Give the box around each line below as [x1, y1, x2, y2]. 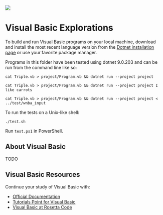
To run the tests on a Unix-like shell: [5, 109, 79, 115]
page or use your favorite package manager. [5, 49, 97, 55]
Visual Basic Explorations [5, 22, 114, 34]
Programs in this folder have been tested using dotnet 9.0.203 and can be [5, 59, 158, 65]
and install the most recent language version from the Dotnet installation [5, 44, 154, 50]
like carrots [5, 87, 33, 92]
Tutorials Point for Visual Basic [12, 198, 76, 205]
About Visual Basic [5, 143, 66, 151]
